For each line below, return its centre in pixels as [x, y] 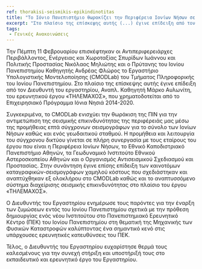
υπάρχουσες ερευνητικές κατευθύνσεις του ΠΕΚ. [68, 235]
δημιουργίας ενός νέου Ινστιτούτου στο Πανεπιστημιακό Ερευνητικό [92, 216]
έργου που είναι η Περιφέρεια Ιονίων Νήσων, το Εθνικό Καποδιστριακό [96, 147]
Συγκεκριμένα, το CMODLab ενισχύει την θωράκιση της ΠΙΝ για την [92, 115]
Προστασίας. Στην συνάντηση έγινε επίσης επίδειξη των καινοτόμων [93, 166]
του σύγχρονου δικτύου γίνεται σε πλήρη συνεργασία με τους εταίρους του [101, 140]
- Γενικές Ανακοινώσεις [39, 34]
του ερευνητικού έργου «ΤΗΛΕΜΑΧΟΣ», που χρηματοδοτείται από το [93, 97]
